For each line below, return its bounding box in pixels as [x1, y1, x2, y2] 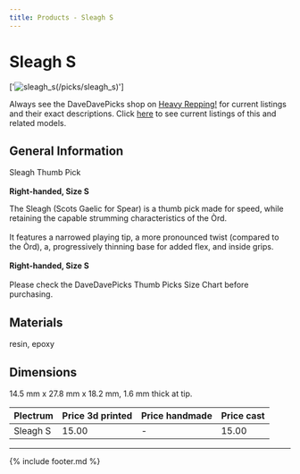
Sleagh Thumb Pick [9, 167, 81, 178]
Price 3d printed [62, 410, 133, 421]
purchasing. [9, 289, 54, 300]
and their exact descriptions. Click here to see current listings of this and [9, 108, 277, 119]
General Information [9, 143, 124, 158]
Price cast [221, 410, 265, 421]
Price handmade [141, 410, 212, 421]
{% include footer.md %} [9, 456, 101, 466]
